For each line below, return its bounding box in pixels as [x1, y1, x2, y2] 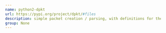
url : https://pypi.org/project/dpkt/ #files [5, 12, 96, 16]
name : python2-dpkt [5, 7, 45, 12]
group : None [5, 20, 30, 26]
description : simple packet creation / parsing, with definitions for [5, 16, 154, 21]
